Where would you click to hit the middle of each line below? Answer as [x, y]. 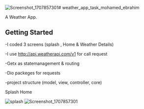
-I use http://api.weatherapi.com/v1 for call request [56, 54]
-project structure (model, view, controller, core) [53, 82]
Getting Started [29, 33]
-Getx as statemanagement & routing [42, 63]
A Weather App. [21, 17]
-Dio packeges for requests [33, 73]
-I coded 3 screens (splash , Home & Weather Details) [60, 44]
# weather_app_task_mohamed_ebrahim [99, 8]
